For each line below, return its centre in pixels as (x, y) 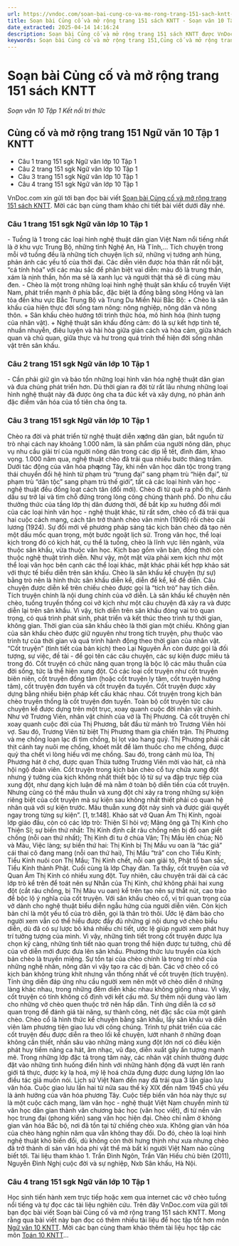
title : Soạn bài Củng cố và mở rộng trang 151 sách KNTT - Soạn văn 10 (116, 21)
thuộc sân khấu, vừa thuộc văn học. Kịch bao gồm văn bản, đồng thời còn (116, 550)
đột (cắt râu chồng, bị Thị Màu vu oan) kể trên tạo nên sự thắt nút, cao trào (117, 890)
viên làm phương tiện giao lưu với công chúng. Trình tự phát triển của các (115, 1026)
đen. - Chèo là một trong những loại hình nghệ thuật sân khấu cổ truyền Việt (119, 285)
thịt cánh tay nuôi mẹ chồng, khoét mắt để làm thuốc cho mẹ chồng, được (116, 746)
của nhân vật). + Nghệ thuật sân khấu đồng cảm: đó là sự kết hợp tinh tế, (115, 323)
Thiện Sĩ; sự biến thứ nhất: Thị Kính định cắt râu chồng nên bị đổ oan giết (115, 830)
